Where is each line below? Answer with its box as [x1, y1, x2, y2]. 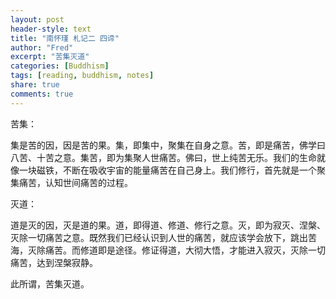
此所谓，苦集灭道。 [10, 277, 90, 290]
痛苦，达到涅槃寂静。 [10, 256, 98, 268]
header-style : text [10, 24, 92, 34]
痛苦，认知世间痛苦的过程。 [18, 176, 133, 188]
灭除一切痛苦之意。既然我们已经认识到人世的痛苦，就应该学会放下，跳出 [10, 231, 308, 243]
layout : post [10, 14, 65, 25]
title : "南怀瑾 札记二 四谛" [10, 33, 120, 43]
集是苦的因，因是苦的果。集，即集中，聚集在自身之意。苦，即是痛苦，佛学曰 [10, 139, 326, 151]
